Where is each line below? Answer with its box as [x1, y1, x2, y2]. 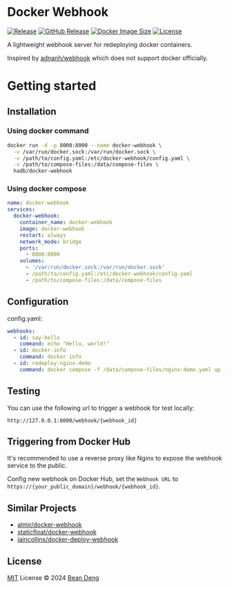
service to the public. [7, 461, 68, 470]
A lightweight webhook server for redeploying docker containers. [7, 40, 193, 48]
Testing [7, 385, 41, 398]
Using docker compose [7, 184, 87, 194]
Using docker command [7, 126, 89, 135]
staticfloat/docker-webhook [17, 528, 97, 536]
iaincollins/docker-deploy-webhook [17, 535, 119, 543]
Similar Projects [7, 502, 77, 514]
